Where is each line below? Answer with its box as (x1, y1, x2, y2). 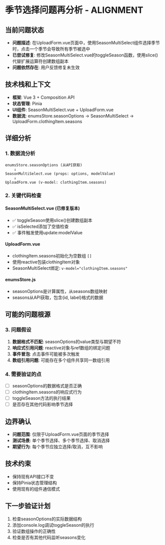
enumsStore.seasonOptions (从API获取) (5, 163, 83, 168)
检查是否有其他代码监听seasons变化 (12, 534, 86, 540)
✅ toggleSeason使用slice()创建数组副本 (12, 217, 93, 223)
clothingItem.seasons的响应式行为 (12, 389, 82, 395)
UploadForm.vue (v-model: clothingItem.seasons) (5, 180, 107, 185)
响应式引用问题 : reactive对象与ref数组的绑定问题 (12, 344, 111, 351)
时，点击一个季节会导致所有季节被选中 (12, 46, 90, 52)
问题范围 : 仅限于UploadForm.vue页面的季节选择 (12, 431, 109, 437)
